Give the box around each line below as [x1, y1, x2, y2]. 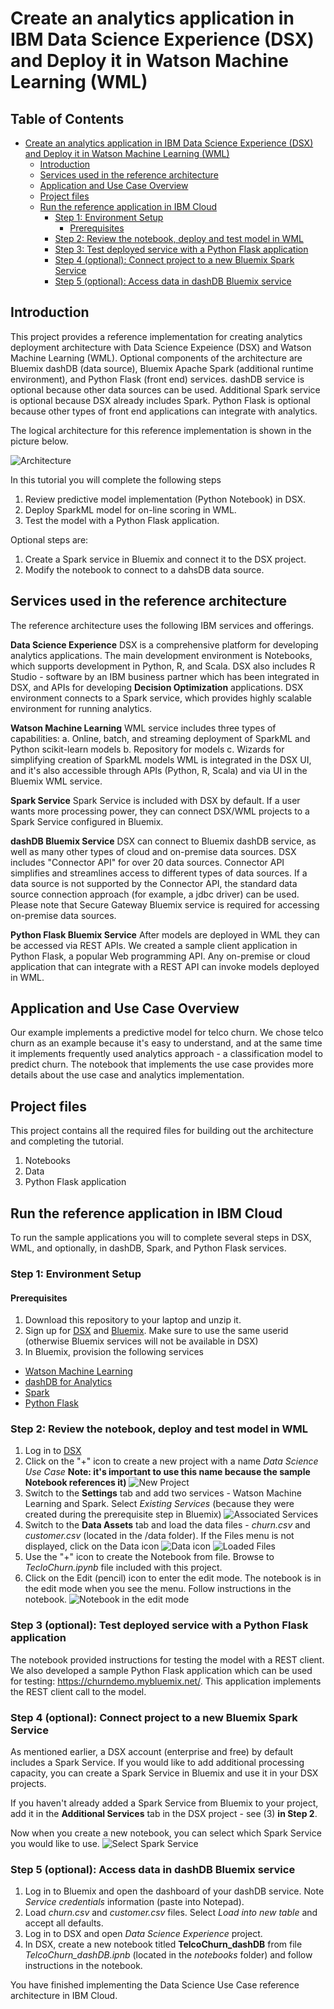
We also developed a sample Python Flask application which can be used [10, 1664, 313, 1676]
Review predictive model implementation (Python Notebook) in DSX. [24, 493, 307, 505]
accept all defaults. [24, 1917, 104, 1929]
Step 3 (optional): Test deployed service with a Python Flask [10, 1618, 309, 1632]
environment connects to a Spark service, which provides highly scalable [10, 692, 312, 704]
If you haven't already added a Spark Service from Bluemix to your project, [10, 1797, 319, 1809]
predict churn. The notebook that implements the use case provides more [10, 1058, 314, 1071]
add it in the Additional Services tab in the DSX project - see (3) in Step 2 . [10, 1808, 318, 1820]
